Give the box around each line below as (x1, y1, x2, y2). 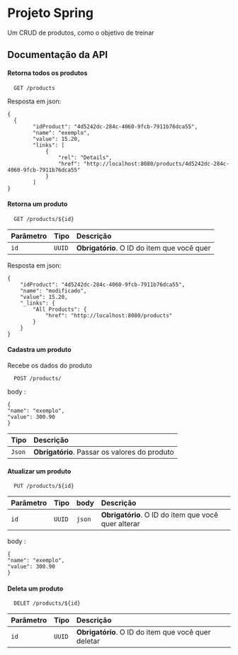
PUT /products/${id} (13, 483, 74, 490)
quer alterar (101, 519, 140, 529)
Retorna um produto (7, 200, 68, 208)
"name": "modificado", (20, 287, 87, 295)
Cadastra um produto (7, 346, 72, 354)
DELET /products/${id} (13, 600, 81, 607)
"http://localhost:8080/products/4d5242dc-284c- (83, 160, 230, 167)
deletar (76, 636, 101, 646)
